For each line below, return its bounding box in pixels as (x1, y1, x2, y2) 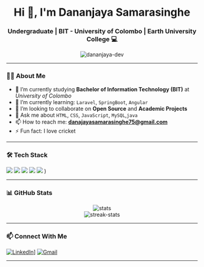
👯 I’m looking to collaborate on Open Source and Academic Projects (15, 105, 188, 112)
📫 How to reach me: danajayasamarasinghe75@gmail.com (15, 118, 168, 125)
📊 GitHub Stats (6, 189, 53, 197)
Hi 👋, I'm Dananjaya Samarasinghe (13, 5, 191, 19)
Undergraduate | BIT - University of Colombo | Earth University (7, 27, 197, 36)
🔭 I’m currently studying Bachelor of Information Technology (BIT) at (15, 85, 189, 93)
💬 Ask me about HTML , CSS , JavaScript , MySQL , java (15, 111, 138, 119)
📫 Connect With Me (6, 232, 67, 241)
